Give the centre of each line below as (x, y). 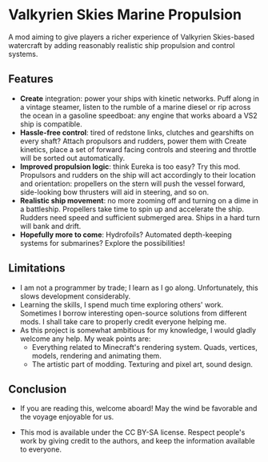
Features (31, 79)
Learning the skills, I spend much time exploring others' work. (122, 304)
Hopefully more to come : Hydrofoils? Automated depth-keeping (126, 235)
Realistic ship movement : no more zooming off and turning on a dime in (139, 200)
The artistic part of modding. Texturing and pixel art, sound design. (142, 364)
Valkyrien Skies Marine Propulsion (125, 15)
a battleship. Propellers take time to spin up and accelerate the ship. (132, 209)
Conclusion (38, 389)
